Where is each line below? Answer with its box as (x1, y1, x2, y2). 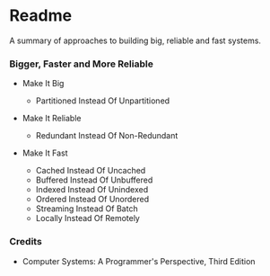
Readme (9, 5, 73, 26)
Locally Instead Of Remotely (35, 213, 141, 224)
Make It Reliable (22, 113, 82, 124)
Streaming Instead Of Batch (35, 203, 138, 214)
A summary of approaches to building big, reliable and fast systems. (9, 35, 262, 46)
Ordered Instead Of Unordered (35, 194, 150, 205)
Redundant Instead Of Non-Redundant (35, 130, 179, 141)
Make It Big (22, 78, 65, 89)
